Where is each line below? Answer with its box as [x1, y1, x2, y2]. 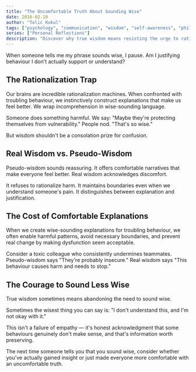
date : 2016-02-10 [6, 14, 48, 20]
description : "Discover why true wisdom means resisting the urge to [6, 36, 179, 42]
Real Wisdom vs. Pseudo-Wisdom [6, 149, 132, 159]
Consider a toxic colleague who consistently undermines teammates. [6, 250, 172, 257]
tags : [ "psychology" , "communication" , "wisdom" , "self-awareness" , [6, 25, 176, 31]
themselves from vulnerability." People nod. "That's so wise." [6, 120, 153, 128]
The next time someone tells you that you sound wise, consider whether [6, 348, 180, 355]
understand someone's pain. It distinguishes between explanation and [6, 188, 175, 195]
